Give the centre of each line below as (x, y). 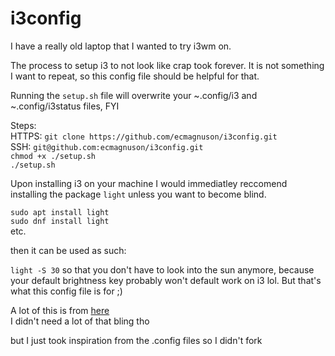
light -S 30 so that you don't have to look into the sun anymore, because (162, 269)
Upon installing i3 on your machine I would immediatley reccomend (149, 183)
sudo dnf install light (60, 221)
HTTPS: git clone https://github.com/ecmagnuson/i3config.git (144, 136)
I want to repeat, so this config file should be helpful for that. (135, 76)
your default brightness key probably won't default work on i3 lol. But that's (166, 280)
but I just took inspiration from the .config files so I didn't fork (136, 340)
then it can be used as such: (68, 250)
